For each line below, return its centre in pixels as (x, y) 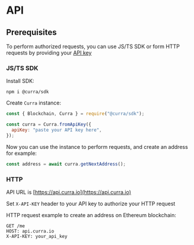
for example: (22, 153)
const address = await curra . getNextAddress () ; (66, 164)
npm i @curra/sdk (28, 92)
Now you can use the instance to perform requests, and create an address (97, 147)
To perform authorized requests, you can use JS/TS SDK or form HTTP (93, 46)
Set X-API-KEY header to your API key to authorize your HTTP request (91, 203)
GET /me (16, 226)
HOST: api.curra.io (30, 231)
